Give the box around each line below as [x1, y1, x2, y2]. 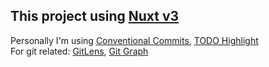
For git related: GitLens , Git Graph [10, 45, 149, 57]
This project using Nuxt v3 [10, 8, 180, 25]
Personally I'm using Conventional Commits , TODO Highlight [10, 34, 259, 46]
